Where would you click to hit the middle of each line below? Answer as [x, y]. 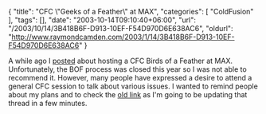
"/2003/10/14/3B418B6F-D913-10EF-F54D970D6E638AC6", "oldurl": [121, 28]
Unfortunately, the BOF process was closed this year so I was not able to [127, 69]
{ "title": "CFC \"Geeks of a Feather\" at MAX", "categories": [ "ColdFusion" [131, 12]
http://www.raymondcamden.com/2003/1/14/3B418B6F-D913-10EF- [123, 37]
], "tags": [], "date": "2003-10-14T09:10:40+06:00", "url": [102, 20]
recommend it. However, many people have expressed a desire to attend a [130, 78]
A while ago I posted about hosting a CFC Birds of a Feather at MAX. [121, 61]
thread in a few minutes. [48, 103]
